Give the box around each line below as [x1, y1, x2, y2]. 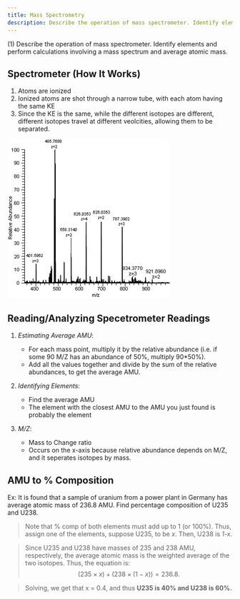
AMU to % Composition [7, 474, 114, 486]
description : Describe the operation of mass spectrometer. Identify [7, 19, 219, 26]
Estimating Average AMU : [17, 331, 94, 340]
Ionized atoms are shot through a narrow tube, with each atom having [17, 94, 223, 103]
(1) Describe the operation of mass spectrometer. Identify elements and [7, 39, 218, 48]
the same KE [17, 102, 56, 111]
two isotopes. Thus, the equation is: [24, 558, 131, 567]
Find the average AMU [28, 396, 95, 404]
